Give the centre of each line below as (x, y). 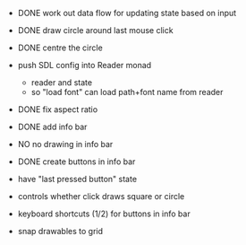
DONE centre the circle (60, 48)
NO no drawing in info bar (65, 144)
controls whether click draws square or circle (101, 196)
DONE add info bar (52, 127)
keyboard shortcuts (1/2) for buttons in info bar (104, 214)
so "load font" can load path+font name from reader (127, 92)
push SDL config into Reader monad (85, 65)
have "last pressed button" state (77, 179)
